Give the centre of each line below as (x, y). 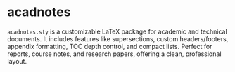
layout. (17, 61)
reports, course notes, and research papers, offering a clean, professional (114, 54)
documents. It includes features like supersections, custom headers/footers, (118, 38)
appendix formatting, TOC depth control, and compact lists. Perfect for (110, 46)
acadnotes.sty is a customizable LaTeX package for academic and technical (117, 31)
